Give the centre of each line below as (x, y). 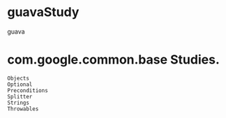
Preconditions (28, 90)
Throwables (23, 109)
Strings (18, 103)
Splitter (20, 96)
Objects (18, 78)
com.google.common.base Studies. (113, 60)
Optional (20, 84)
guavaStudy (43, 12)
